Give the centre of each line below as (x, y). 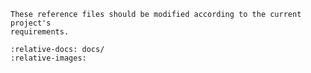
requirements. (40, 32)
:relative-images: (48, 58)
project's (31, 23)
